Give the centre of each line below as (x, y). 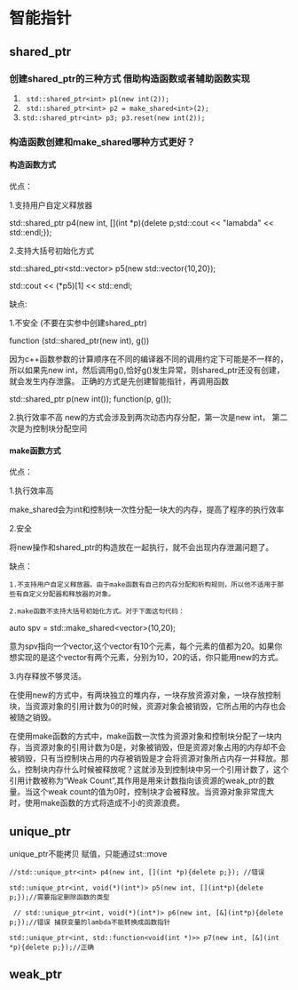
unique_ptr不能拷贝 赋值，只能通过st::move (88, 854)
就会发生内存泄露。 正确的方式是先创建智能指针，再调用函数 (119, 381)
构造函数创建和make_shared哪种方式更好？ (102, 141)
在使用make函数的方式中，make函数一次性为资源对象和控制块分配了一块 (142, 736)
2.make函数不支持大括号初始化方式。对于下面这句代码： (97, 611)
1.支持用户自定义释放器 (51, 205)
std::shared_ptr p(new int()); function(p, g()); (90, 399)
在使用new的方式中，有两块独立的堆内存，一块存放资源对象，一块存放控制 (145, 695)
